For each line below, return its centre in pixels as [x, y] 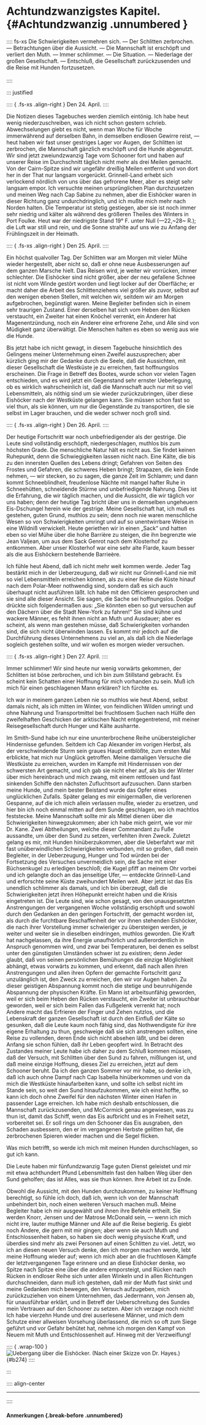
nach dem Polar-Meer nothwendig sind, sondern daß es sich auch [90, 585]
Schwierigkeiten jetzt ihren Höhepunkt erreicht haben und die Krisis [92, 894]
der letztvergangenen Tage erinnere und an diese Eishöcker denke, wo [96, 1263]
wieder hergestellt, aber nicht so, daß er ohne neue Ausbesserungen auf [98, 264]
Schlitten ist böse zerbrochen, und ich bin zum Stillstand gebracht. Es [94, 674]
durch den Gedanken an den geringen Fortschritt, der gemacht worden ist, [101, 914]
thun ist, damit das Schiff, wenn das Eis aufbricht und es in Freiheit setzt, [98, 1116]
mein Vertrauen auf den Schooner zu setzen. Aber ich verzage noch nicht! [100, 1308]
